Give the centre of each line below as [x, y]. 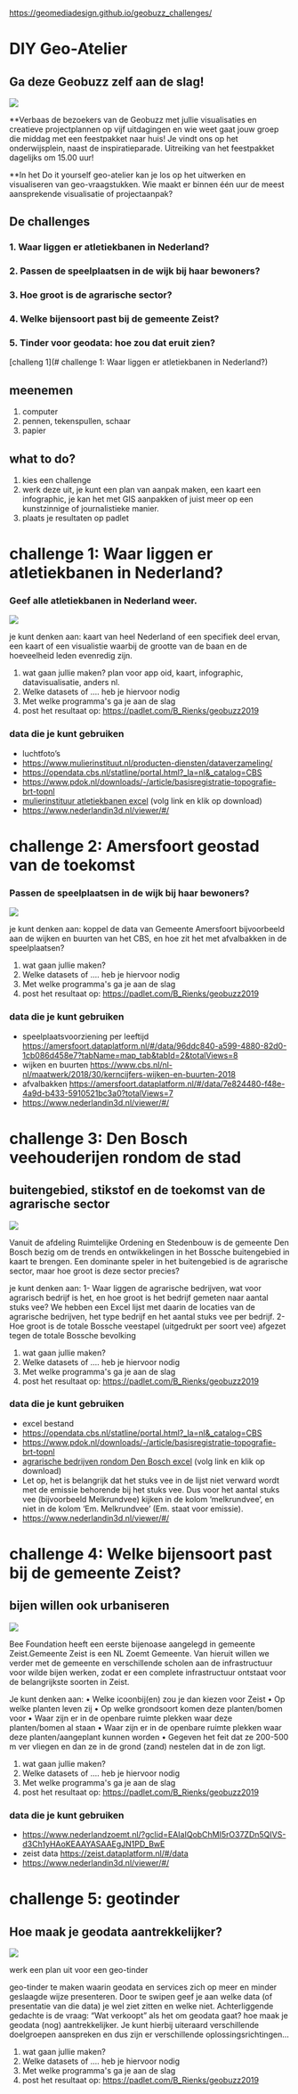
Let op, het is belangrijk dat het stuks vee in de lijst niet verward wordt [151, 1480]
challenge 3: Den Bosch [99, 1138]
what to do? [42, 458]
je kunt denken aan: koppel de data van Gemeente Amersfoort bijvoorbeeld [147, 929]
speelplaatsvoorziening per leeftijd [85, 1036]
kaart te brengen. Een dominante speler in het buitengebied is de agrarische [149, 1261]
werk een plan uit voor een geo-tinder [79, 1970]
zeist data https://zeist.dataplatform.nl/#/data [105, 1853]
